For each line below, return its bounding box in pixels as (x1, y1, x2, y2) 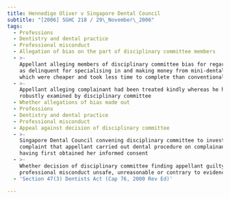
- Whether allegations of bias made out (13, 99, 130, 106)
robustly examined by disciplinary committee (19, 93, 152, 100)
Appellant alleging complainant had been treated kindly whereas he (19, 86, 219, 93)
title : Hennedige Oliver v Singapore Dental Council (7, 10, 161, 17)
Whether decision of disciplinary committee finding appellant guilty (19, 162, 225, 170)
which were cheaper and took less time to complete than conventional (19, 73, 225, 81)
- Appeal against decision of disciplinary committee (13, 124, 170, 131)
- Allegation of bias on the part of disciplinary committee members (13, 49, 216, 55)
